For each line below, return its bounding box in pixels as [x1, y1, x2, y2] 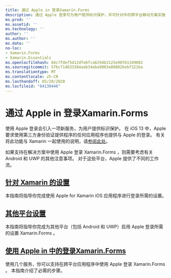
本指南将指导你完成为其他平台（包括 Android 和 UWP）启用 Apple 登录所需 [5, 224, 164, 230]
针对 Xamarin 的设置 [5, 178, 70, 187]
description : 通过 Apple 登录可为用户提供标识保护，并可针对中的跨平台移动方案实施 [5, 12, 165, 17]
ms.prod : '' [5, 17, 31, 22]
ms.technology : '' [5, 27, 45, 32]
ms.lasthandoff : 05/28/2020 [5, 79, 66, 84]
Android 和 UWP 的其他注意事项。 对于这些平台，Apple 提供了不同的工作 [5, 155, 159, 161]
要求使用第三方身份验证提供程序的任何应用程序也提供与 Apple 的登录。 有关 [5, 132, 165, 138]
